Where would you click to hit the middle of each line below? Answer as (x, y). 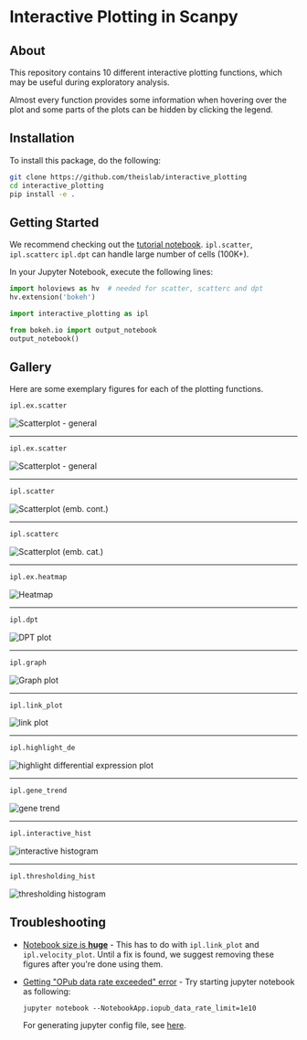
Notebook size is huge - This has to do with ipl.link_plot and (141, 944)
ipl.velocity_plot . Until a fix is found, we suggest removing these (148, 954)
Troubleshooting (58, 923)
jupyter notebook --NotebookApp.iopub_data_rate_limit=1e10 (139, 1008)
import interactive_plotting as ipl (79, 313)
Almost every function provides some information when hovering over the (148, 100)
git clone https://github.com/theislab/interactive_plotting (128, 177)
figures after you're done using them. (93, 964)
